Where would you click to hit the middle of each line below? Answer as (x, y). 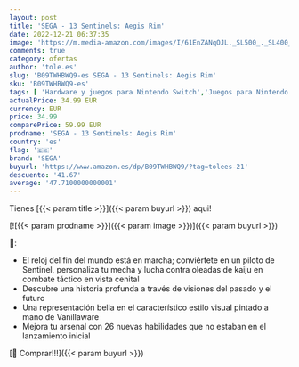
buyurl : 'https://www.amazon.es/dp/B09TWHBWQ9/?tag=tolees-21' (129, 167)
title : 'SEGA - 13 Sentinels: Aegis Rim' (87, 26)
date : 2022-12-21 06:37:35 (59, 34)
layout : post (33, 17)
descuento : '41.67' (45, 175)
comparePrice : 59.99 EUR (55, 126)
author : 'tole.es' (43, 68)
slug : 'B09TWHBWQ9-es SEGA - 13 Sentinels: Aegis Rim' (113, 76)
